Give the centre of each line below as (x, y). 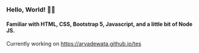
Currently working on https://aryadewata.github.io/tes (74, 44)
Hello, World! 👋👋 (31, 10)
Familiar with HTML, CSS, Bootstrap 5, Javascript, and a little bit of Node (100, 24)
